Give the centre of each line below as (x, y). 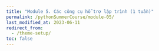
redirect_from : (25, 28)
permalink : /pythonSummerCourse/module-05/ (60, 17)
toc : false (19, 39)
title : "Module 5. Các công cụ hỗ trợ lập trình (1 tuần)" (80, 11)
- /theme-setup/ (31, 33)
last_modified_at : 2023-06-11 (43, 22)
